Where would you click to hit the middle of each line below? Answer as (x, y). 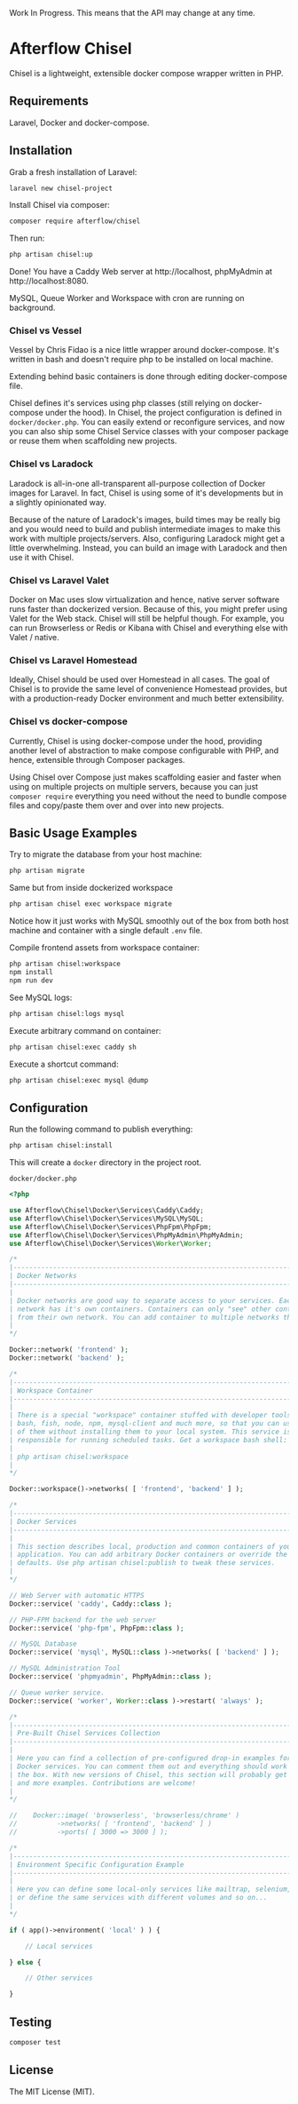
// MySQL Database (43, 1644)
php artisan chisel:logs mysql (67, 1013)
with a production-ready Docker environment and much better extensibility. (147, 699)
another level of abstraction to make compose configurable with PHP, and (144, 750)
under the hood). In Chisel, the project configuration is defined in (164, 413)
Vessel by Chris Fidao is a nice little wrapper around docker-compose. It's (144, 350)
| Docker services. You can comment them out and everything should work (149, 1767)
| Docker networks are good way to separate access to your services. (142, 1300)
